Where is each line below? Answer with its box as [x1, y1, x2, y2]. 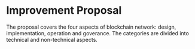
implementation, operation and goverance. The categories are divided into [6, 29, 190, 36]
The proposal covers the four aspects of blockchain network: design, [6, 23, 176, 30]
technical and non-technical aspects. [6, 36, 97, 43]
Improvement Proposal [6, 4, 122, 17]
